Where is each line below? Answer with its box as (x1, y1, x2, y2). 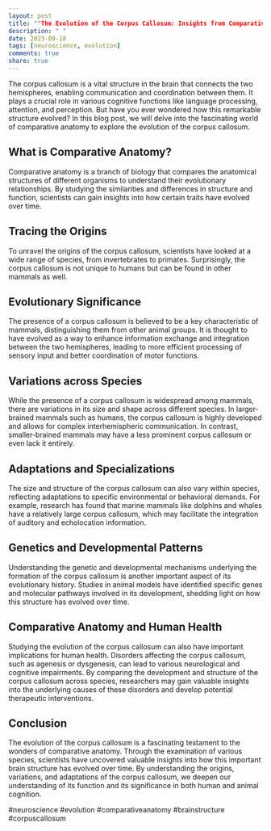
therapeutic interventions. (8, 693, 94, 703)
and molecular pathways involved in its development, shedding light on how (8, 588, 261, 598)
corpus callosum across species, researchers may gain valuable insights (8, 676, 250, 686)
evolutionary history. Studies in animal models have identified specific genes (8, 579, 263, 590)
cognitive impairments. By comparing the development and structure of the (8, 667, 259, 677)
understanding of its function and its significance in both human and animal (8, 781, 260, 791)
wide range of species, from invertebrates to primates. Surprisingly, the (8, 254, 246, 264)
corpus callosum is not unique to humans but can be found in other (8, 263, 231, 273)
